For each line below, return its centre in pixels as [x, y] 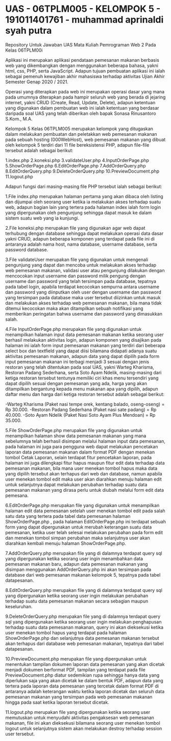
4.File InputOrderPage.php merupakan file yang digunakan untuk [74, 329]
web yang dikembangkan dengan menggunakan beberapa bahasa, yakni [82, 65]
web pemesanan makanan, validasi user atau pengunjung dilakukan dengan [85, 270]
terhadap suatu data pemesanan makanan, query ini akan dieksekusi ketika [84, 627]
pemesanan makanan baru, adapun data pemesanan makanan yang [77, 564]
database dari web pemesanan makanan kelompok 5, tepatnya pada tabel [83, 575]
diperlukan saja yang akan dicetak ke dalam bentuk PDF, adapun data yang [84, 680]
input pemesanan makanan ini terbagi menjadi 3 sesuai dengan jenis [77, 362]
